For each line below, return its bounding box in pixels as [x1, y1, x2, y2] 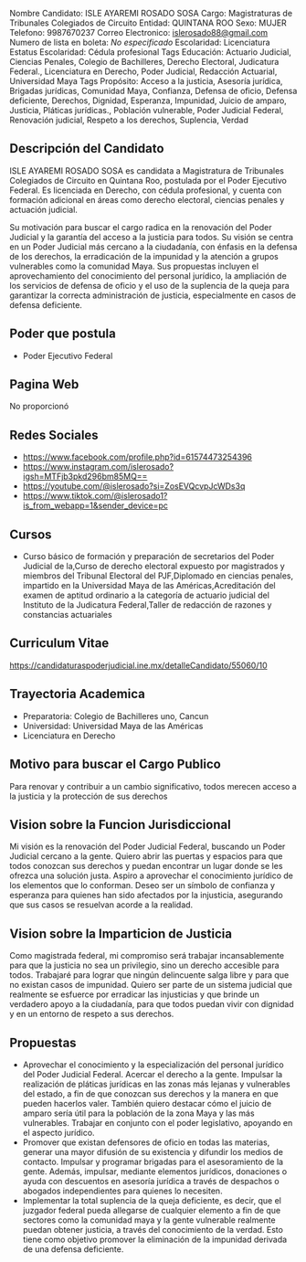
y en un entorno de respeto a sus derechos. [9, 1009, 174, 1020]
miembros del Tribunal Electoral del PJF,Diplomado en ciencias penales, [22, 570, 294, 581]
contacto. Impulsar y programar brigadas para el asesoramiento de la [22, 1156, 284, 1167]
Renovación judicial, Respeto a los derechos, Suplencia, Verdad [9, 114, 249, 125]
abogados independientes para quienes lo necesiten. [22, 1185, 223, 1196]
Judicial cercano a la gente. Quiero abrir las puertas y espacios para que [9, 851, 283, 862]
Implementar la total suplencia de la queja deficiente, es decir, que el [22, 1194, 281, 1205]
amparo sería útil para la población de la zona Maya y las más [22, 1108, 255, 1119]
